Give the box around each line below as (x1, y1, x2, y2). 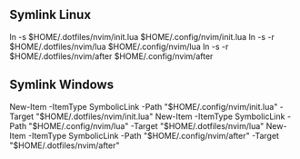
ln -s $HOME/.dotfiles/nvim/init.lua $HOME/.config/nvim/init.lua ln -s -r (9, 31, 275, 42)
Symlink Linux (9, 7, 92, 23)
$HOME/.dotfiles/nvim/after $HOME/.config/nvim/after (9, 50, 214, 62)
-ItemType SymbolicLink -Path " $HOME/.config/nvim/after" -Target (27, 130, 280, 141)
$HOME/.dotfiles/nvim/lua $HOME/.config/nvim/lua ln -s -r (9, 41, 229, 52)
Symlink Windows (9, 77, 115, 93)
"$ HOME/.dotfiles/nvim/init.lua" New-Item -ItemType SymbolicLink (35, 111, 285, 122)
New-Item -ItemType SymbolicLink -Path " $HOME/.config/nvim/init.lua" (9, 101, 278, 112)
